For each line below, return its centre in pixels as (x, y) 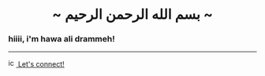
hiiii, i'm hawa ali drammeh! (62, 39)
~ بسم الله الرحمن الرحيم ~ (132, 14)
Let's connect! (41, 64)
